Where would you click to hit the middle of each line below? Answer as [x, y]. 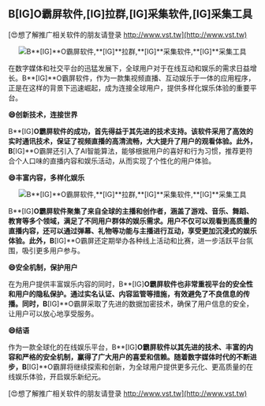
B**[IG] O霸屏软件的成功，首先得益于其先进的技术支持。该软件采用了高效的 [131, 131]
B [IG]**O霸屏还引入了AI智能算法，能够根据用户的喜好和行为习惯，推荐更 [127, 151]
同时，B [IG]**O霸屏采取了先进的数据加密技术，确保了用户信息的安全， [138, 304]
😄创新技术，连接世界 [43, 114]
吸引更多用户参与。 [53, 250]
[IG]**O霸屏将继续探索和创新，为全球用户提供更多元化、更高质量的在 [140, 367]
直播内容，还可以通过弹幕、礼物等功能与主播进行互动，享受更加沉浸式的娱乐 [132, 230]
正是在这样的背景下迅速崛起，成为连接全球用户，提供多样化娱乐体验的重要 [129, 88]
